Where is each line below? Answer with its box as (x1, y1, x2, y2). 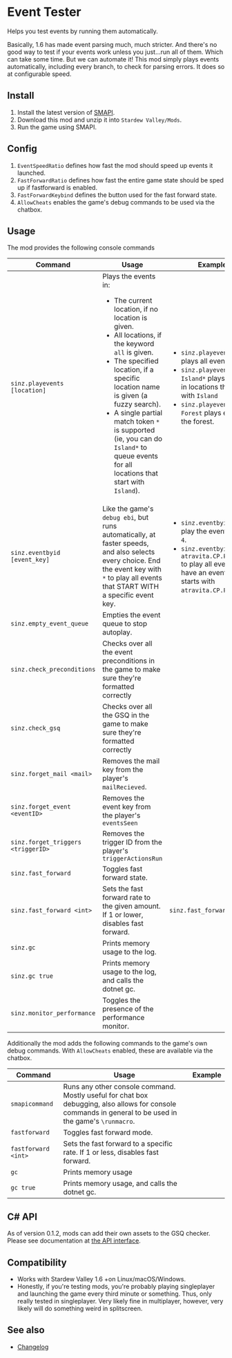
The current (113, 296, 153, 305)
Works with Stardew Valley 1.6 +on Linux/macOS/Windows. (17, 1275, 186, 1283)
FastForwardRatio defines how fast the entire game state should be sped (17, 176, 224, 184)
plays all (180, 357, 208, 366)
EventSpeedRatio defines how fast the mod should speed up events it (17, 161, 213, 169)
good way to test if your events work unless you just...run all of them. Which (7, 48, 224, 56)
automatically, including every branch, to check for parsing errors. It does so (7, 62, 225, 70)
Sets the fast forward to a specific (63, 1139, 173, 1149)
